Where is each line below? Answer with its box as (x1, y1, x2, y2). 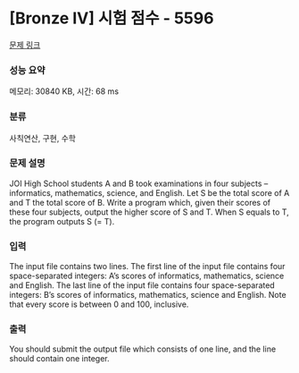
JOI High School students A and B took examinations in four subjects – (9, 178, 269, 189)
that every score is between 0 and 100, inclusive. (9, 299, 189, 309)
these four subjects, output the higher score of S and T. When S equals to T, (9, 207, 290, 217)
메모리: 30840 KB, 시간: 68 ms (9, 86, 119, 97)
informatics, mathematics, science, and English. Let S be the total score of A (9, 187, 290, 198)
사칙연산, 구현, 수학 (9, 132, 76, 143)
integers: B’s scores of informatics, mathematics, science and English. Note (9, 290, 287, 301)
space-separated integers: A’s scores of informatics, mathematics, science (9, 270, 285, 282)
